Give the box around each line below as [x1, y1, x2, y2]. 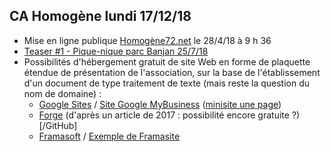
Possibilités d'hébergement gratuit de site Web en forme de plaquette [23, 55, 311, 68]
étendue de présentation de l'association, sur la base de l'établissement [23, 66, 321, 78]
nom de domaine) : [23, 87, 102, 99]
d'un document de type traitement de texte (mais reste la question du [23, 77, 311, 89]
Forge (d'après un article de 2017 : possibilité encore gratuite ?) [38, 109, 301, 121]
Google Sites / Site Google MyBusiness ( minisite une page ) [38, 98, 282, 110]
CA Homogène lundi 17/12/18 [9, 8, 192, 25]
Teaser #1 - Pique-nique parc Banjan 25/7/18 [23, 45, 209, 57]
